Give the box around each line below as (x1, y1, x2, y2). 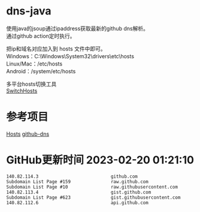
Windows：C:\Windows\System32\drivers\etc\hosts (6, 52, 135, 59)
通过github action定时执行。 (6, 32, 76, 40)
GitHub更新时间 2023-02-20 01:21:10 (6, 153, 195, 167)
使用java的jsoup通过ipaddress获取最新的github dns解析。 (6, 25, 149, 32)
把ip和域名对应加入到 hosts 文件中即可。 (6, 45, 106, 52)
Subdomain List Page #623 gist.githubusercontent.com (6, 194, 181, 201)
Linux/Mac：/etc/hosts (6, 60, 63, 67)
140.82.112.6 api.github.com (6, 199, 149, 205)
